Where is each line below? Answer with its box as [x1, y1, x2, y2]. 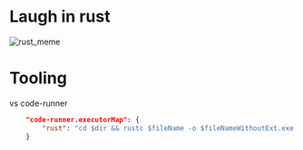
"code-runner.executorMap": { [25, 115, 141, 124]
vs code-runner [9, 98, 68, 108]
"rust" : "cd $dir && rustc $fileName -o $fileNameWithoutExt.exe [42, 124, 295, 133]
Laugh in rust [9, 6, 111, 27]
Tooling [9, 68, 68, 89]
